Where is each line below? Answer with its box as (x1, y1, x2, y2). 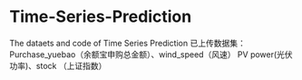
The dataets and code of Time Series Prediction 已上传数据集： (9, 37, 247, 48)
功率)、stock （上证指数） (9, 60, 107, 71)
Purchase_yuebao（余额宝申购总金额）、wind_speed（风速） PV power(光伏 (9, 48, 293, 60)
